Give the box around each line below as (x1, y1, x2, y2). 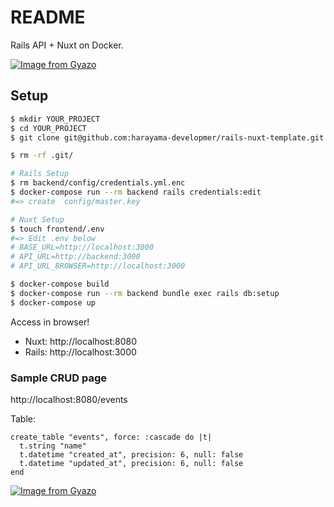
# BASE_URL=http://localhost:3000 (10, 242, 155, 253)
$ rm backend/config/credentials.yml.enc (10, 178, 186, 188)
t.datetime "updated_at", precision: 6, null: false (19, 458, 244, 468)
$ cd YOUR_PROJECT (10, 123, 87, 133)
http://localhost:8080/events (10, 393, 128, 405)
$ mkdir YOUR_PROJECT (10, 114, 101, 124)
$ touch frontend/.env (10, 224, 105, 234)
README (10, 6, 86, 29)
